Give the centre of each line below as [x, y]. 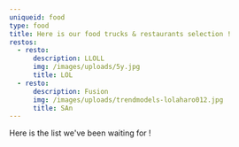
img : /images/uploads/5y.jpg [86, 67]
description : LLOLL [68, 58]
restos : [23, 42]
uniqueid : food [37, 17]
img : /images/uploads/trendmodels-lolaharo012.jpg [128, 100]
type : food [29, 26]
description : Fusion [70, 91]
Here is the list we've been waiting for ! [81, 133]
